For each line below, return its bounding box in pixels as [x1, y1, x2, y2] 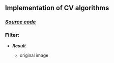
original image [19, 52, 49, 58]
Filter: [5, 32, 20, 39]
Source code [5, 19, 36, 25]
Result [12, 42, 26, 48]
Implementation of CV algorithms [5, 4, 110, 12]
